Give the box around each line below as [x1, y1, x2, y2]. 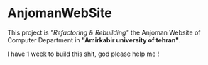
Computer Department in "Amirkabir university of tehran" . [7, 35, 181, 44]
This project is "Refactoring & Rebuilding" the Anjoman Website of [7, 28, 201, 37]
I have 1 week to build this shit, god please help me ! [7, 49, 160, 58]
